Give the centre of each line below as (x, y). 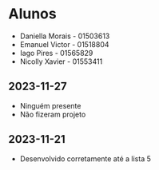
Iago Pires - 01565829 (56, 53)
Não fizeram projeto (53, 114)
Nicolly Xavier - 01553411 (61, 61)
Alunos (33, 14)
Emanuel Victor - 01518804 (64, 44)
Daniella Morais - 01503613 (65, 36)
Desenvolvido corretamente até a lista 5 (85, 158)
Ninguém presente (50, 105)
